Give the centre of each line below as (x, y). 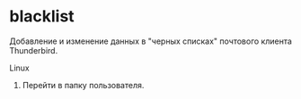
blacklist (42, 16)
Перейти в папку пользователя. (83, 85)
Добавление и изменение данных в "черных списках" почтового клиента (150, 41)
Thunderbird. (34, 50)
